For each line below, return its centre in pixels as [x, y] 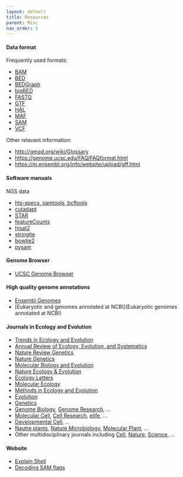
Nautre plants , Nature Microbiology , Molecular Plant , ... [82, 428]
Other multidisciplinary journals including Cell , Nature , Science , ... [95, 435]
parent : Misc [22, 23]
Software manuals [29, 178]
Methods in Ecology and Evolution [56, 390]
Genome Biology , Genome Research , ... [62, 409]
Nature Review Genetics [44, 353]
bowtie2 [25, 241]
